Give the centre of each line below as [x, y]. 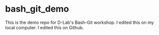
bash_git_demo [37, 9]
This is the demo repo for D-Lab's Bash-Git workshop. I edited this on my [79, 22]
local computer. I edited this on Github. [44, 27]
